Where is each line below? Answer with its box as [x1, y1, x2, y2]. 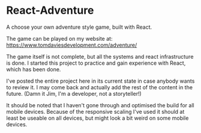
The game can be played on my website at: [6, 35, 113, 42]
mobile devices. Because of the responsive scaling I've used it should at [6, 108, 185, 115]
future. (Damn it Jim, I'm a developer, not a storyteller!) [6, 90, 142, 97]
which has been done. [6, 65, 61, 72]
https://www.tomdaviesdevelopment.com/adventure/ [6, 41, 137, 49]
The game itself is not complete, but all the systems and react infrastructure [6, 53, 194, 60]
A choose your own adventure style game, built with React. [6, 23, 152, 31]
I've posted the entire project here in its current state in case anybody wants [6, 77, 195, 84]
